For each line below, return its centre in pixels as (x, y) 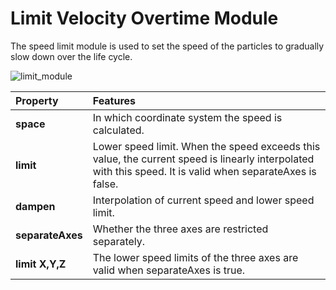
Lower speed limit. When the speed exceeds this (206, 146)
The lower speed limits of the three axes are (195, 257)
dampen (35, 206)
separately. (119, 241)
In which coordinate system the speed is (187, 117)
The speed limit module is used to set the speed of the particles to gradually (167, 46)
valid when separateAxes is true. (169, 270)
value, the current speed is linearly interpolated (203, 159)
